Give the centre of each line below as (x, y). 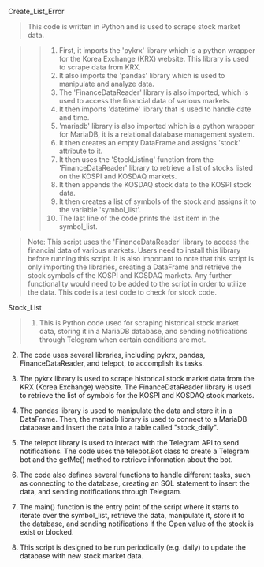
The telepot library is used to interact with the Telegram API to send (129, 443)
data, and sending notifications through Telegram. (101, 492)
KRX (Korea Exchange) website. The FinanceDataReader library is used (135, 387)
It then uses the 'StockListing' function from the (136, 160)
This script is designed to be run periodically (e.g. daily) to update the (133, 547)
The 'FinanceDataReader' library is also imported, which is (154, 92)
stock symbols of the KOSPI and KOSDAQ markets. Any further (130, 275)
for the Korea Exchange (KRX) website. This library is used (154, 59)
